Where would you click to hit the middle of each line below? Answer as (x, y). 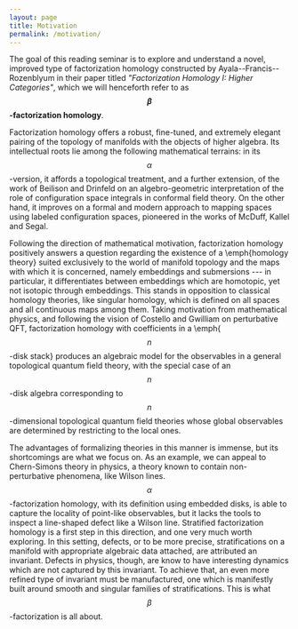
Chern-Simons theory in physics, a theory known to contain (119, 466)
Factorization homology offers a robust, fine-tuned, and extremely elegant (145, 132)
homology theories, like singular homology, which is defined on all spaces (145, 300)
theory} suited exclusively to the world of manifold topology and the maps (145, 262)
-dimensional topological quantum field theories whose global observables (146, 421)
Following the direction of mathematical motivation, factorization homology (146, 243)
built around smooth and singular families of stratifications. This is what (140, 589)
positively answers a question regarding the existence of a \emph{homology (149, 253)
